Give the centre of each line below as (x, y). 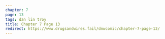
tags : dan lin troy (26, 19)
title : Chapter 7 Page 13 (32, 24)
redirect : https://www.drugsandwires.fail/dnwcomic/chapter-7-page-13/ (82, 29)
